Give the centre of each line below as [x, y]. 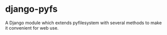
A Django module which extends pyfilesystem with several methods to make [83, 23]
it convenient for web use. [32, 28]
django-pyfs [31, 9]
